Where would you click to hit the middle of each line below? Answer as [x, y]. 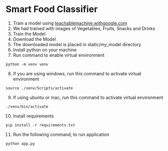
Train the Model [29, 34]
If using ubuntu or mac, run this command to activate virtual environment [88, 97]
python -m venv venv [27, 64]
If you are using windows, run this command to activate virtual [77, 73]
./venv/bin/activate [27, 106]
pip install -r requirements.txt [40, 125]
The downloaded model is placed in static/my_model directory [77, 44]
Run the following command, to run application [61, 134]
